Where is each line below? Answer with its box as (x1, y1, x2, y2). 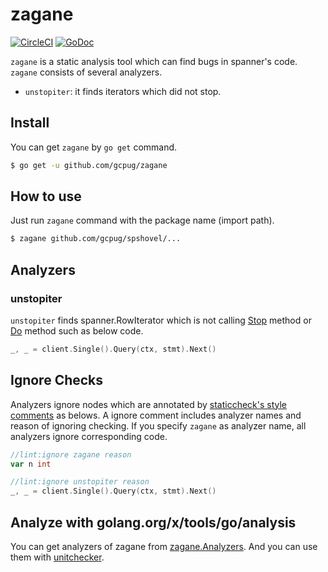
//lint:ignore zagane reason (10, 449, 132, 460)
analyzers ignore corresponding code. (10, 430, 168, 442)
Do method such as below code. (10, 325, 144, 337)
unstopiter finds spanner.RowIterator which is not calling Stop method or (10, 314, 312, 326)
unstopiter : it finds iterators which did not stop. (24, 85, 222, 97)
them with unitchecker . (10, 551, 105, 563)
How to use (10, 188, 82, 205)
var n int (10, 459, 52, 469)
